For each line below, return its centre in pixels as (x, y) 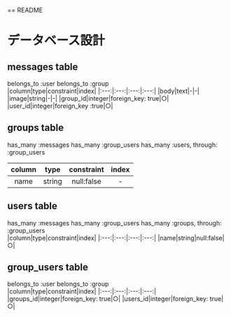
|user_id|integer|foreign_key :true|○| (60, 106)
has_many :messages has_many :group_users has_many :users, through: (112, 145)
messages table (43, 67)
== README (25, 10)
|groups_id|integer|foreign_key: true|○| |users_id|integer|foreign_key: (108, 299)
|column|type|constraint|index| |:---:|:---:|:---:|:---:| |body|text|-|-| (103, 91)
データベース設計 (56, 41)
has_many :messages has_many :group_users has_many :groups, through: (114, 223)
